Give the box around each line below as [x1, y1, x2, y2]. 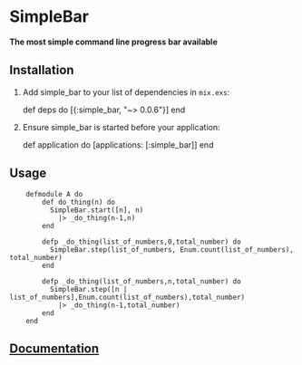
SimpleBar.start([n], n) [49, 206, 144, 215]
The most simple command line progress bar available [9, 36, 218, 47]
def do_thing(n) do [42, 197, 116, 207]
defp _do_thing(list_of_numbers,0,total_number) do [42, 237, 242, 246]
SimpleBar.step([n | [49, 284, 128, 293]
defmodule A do [25, 189, 83, 198]
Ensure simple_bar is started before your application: [22, 121, 220, 132]
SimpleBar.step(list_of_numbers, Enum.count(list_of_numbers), [49, 245, 295, 255]
